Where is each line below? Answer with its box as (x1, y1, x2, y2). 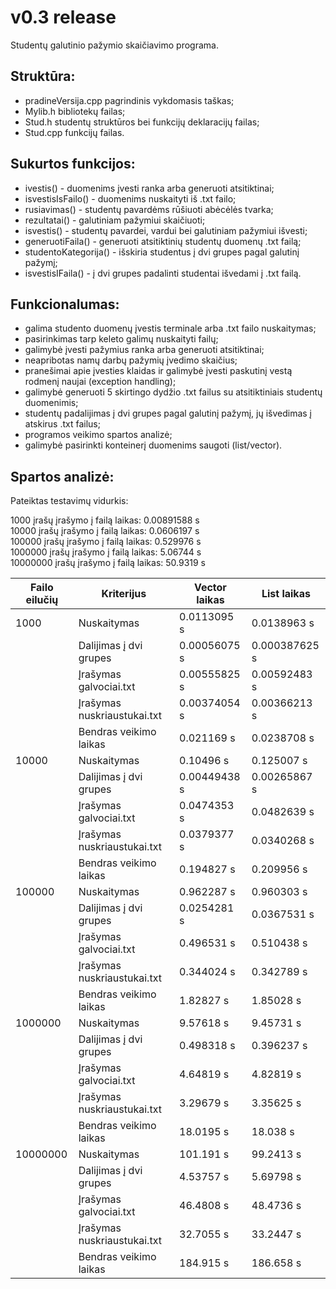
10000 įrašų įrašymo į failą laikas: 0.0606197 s (10, 525, 200, 537)
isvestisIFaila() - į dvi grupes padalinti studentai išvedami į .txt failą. (24, 267, 302, 279)
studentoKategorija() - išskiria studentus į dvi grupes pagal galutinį (24, 246, 300, 258)
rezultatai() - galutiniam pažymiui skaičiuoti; (24, 214, 206, 226)
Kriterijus (101, 587, 147, 601)
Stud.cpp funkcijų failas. (24, 126, 125, 138)
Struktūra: (10, 68, 76, 85)
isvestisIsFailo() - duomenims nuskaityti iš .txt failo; (24, 192, 237, 205)
